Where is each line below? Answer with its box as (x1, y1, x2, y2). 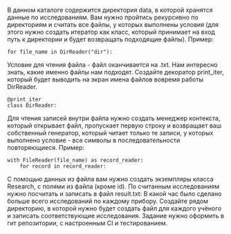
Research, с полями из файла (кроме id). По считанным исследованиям (7, 182, 220, 191)
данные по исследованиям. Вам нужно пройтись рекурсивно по (7, 13, 198, 21)
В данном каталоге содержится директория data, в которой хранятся (7, 6, 213, 14)
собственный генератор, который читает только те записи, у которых (7, 129, 214, 137)
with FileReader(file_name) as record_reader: (7, 157, 144, 164)
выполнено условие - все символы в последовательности (7, 136, 181, 144)
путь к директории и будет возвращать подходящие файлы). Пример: (7, 35, 214, 43)
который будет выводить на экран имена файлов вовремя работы (7, 75, 204, 84)
